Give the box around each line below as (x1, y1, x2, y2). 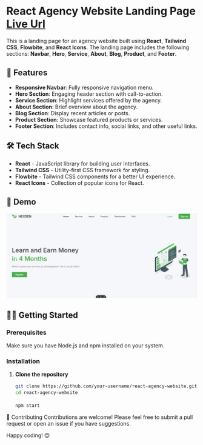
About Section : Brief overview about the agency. (15, 103, 138, 110)
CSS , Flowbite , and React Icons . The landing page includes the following (6, 44, 190, 51)
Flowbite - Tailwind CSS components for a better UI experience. (15, 173, 176, 180)
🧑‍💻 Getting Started (6, 310, 78, 320)
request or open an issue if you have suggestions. (6, 420, 131, 427)
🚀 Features (6, 68, 48, 78)
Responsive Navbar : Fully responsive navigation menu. (15, 84, 154, 91)
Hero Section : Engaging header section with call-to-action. (15, 90, 163, 98)
